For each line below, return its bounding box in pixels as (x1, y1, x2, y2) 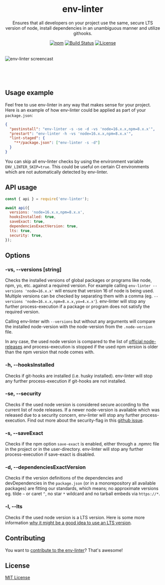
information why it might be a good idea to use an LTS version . (5, 520, 132, 526)
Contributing (5, 534, 45, 542)
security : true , (9, 233, 43, 238)
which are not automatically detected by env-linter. (5, 169, 108, 175)
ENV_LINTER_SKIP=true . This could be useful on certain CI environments (5, 163, 149, 169)
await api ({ (5, 205, 30, 210)
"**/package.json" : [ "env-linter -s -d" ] (14, 140, 100, 146)
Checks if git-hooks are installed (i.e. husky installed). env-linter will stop (5, 373, 153, 379)
